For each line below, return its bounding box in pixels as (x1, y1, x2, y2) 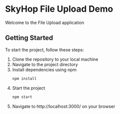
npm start (12, 94, 33, 99)
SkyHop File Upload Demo (5, 3, 114, 15)
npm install (12, 76, 37, 81)
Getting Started (5, 34, 53, 42)
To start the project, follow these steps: (5, 46, 84, 52)
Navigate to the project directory (12, 61, 78, 67)
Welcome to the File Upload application (5, 20, 84, 25)
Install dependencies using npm (12, 67, 77, 72)
